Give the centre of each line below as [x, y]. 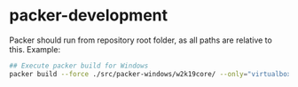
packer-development [89, 16]
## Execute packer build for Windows [79, 66]
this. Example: [35, 49]
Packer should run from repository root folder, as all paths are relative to [141, 40]
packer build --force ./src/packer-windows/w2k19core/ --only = [129, 74]
